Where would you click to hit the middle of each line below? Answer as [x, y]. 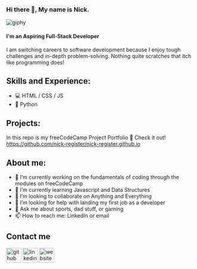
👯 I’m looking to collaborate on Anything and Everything [83, 196]
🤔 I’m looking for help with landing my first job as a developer [90, 202]
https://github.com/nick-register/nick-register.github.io [73, 144]
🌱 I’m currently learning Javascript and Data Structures [82, 189]
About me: [26, 163]
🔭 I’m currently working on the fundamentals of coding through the [97, 177]
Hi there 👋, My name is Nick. [48, 10]
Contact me [28, 236]
